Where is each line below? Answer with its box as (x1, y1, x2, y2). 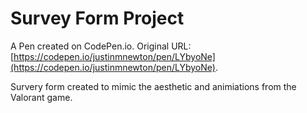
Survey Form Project (10, 7, 185, 30)
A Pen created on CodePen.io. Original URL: (10, 40, 192, 52)
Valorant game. (10, 91, 73, 103)
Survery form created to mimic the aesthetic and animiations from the (10, 80, 297, 92)
